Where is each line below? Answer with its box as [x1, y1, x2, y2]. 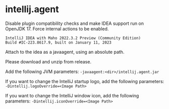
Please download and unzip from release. [5, 58, 92, 64]
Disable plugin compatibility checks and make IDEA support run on [5, 20, 144, 26]
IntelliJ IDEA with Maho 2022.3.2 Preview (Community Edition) [5, 35, 141, 41]
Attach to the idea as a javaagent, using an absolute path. [5, 49, 125, 55]
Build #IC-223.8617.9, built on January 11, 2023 [5, 40, 112, 45]
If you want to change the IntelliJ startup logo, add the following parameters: [5, 78, 164, 84]
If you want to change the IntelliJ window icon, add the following [5, 92, 139, 98]
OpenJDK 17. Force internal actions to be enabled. [5, 25, 109, 31]
